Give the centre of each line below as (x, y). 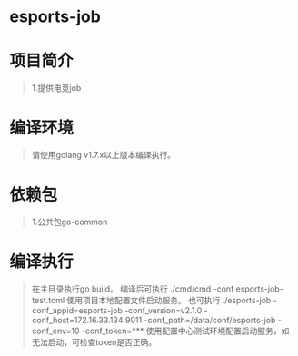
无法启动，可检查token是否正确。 (94, 341)
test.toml (48, 300)
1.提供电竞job (56, 88)
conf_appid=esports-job (77, 310)
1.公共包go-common (70, 222)
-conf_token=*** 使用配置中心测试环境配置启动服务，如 (185, 331)
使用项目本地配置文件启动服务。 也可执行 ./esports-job (169, 300)
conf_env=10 (55, 331)
